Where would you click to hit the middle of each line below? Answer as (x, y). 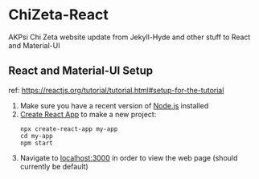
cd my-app (37, 136)
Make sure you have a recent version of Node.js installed (114, 105)
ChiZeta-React (58, 15)
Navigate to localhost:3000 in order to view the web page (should (129, 157)
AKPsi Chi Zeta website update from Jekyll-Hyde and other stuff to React (129, 37)
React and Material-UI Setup (81, 71)
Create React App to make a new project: (88, 114)
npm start (37, 143)
